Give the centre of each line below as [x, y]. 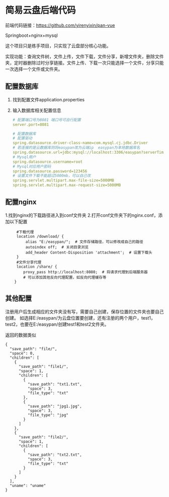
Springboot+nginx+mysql [31, 35]
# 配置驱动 [22, 138]
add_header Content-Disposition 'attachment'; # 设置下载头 [89, 253]
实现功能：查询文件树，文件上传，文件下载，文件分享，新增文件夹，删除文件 [84, 56]
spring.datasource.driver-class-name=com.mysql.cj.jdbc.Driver [80, 143]
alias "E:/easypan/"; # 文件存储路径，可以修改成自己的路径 [84, 242]
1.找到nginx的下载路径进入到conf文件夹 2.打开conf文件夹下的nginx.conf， [82, 215]
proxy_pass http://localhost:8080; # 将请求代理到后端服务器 [86, 272]
